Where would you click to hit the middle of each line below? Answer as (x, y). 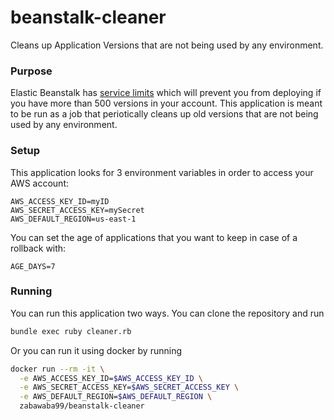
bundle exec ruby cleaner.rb (71, 331)
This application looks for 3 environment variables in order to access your (162, 172)
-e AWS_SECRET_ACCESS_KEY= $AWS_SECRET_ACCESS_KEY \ (129, 387)
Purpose (31, 71)
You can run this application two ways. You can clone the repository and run (167, 313)
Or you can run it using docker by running (96, 350)
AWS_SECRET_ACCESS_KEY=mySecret (77, 210)
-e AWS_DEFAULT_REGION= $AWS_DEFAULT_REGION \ (116, 397)
